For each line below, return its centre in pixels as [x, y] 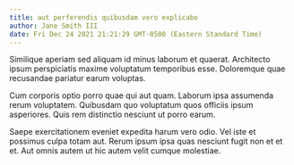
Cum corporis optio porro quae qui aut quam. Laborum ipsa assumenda [142, 95]
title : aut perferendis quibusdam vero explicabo [104, 17]
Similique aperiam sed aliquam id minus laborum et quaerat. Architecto [140, 60]
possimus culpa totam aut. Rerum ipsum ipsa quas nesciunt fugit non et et [146, 141]
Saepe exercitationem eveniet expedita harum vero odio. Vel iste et [133, 132]
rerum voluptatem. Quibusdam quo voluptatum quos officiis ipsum [131, 105]
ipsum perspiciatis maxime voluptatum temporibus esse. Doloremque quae [147, 69]
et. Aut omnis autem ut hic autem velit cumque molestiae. [115, 151]
